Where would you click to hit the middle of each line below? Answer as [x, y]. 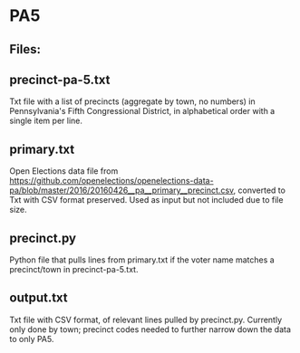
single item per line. [46, 121]
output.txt [39, 298]
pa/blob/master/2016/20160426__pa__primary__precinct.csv [121, 190]
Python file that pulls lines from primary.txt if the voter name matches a [142, 260]
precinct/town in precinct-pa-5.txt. [74, 270]
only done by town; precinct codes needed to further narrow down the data [150, 329]
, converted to [259, 190]
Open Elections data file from [64, 171]
